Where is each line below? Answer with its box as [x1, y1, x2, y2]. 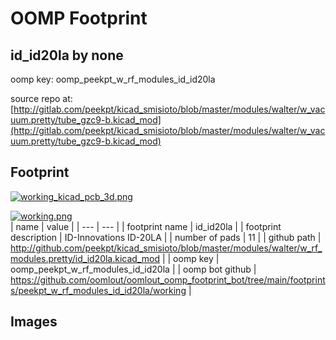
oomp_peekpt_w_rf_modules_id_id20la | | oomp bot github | [10, 263, 257, 275]
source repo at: [10, 93, 73, 104]
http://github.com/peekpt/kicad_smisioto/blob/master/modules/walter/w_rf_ [10, 242, 323, 254]
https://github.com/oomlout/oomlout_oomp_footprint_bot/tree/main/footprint [10, 273, 326, 286]
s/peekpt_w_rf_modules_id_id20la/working [10, 284, 187, 296]
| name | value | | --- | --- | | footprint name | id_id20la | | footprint [10, 220, 282, 232]
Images [10, 313, 58, 331]
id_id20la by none [10, 47, 124, 64]
